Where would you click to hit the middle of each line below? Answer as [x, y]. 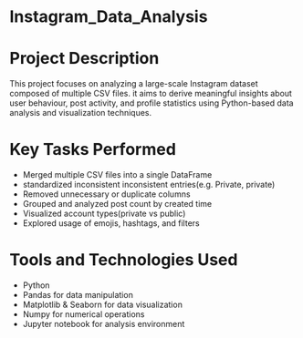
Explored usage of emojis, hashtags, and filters [111, 223]
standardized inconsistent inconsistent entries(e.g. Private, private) [149, 185]
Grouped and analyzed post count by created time [117, 204]
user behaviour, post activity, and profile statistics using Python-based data [151, 103]
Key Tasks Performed [93, 150]
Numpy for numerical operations [84, 314]
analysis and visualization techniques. [81, 113]
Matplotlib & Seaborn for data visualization [102, 304]
